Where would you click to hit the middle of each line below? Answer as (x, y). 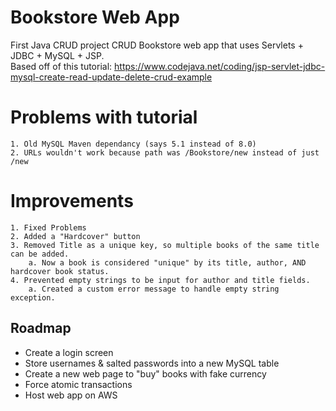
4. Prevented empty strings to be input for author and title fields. (160, 280)
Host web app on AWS (71, 395)
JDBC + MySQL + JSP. (57, 55)
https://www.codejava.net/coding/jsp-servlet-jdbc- (220, 66)
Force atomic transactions (78, 384)
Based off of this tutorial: (61, 66)
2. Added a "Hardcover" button (75, 236)
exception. (33, 297)
